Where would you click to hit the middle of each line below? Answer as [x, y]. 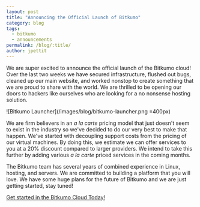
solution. [17, 100]
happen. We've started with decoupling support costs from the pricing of [96, 136]
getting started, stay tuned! [40, 185]
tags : [13, 28]
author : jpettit [26, 51]
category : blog [25, 23]
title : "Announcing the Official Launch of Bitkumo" [74, 17]
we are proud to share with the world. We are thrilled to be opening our [94, 87]
